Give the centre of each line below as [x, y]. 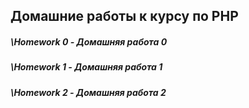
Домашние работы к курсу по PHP [124, 16]
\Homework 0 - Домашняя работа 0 [89, 41]
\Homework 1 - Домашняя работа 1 [86, 67]
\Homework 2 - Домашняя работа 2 [88, 92]
